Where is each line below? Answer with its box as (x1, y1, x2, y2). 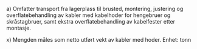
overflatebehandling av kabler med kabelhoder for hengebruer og (6, 11, 171, 19)
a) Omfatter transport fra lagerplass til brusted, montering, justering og (6, 5, 184, 12)
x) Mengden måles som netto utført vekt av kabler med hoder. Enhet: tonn (6, 36, 192, 43)
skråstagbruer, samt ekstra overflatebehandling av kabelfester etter (6, 18, 175, 25)
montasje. (6, 24, 32, 31)
